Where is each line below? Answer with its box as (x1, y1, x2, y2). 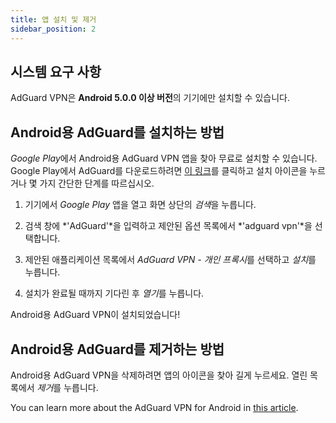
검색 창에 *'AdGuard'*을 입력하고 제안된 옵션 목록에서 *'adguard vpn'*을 (24, 220, 313, 232)
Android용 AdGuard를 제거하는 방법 (10, 341, 225, 358)
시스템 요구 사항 (10, 63, 102, 80)
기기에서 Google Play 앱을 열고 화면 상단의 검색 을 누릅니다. (24, 199, 257, 211)
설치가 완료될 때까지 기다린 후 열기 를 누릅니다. (24, 287, 205, 300)
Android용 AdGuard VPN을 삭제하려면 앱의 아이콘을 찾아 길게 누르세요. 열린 (10, 369, 308, 381)
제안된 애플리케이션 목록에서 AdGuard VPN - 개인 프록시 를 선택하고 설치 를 (24, 254, 317, 266)
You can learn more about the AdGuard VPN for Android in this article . (10, 401, 299, 413)
